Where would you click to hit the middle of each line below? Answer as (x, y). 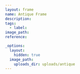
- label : (18, 28)
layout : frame (20, 10)
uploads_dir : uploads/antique (45, 64)
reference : (16, 37)
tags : (10, 23)
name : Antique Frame (26, 14)
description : (18, 19)
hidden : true (27, 55)
